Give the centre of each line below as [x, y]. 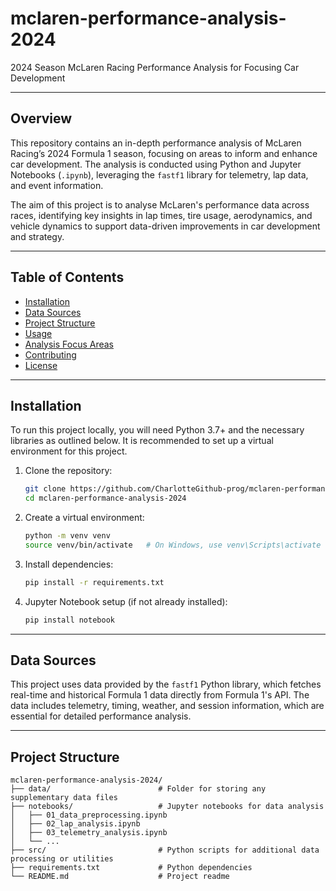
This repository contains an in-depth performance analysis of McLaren [156, 143]
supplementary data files [64, 798]
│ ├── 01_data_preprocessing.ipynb [89, 815]
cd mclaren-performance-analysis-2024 [105, 498]
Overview [41, 118]
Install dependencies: [69, 564]
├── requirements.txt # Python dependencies [131, 868]
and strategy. [37, 236]
